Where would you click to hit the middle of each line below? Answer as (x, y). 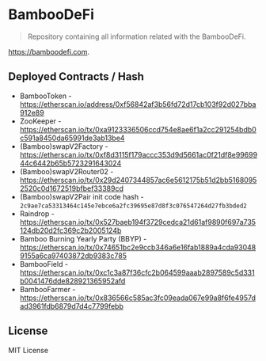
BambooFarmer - (47, 289)
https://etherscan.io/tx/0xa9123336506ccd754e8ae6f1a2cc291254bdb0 (138, 129)
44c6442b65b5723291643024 (70, 163)
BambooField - (44, 264)
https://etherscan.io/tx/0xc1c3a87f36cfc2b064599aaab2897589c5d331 (137, 272)
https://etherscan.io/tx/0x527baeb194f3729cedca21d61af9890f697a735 (137, 222)
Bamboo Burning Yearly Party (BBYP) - (83, 238)
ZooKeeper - (40, 121)
